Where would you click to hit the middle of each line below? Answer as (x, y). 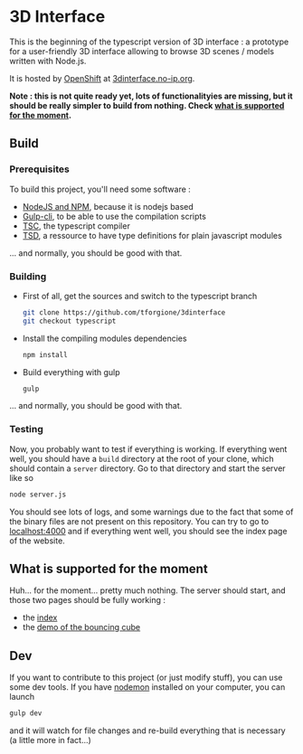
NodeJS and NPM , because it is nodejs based (108, 206)
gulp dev (26, 713)
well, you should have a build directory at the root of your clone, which (142, 458)
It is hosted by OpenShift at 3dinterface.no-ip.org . (102, 78)
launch (22, 697)
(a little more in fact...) (51, 740)
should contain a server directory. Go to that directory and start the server (148, 468)
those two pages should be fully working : (87, 600)
